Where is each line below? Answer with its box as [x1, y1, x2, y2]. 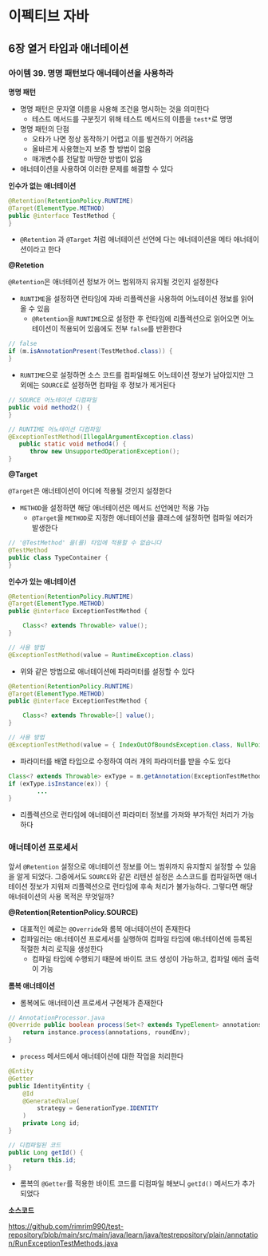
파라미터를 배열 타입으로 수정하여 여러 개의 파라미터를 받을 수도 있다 [19, 756, 231, 766]
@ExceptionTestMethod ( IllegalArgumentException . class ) [8, 433, 195, 441]
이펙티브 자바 [8, 7, 89, 26]
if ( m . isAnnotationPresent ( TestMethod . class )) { [8, 347, 173, 355]
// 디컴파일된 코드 [8, 1141, 61, 1149]
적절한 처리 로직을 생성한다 [19, 944, 104, 953]
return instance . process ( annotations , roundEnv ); [22, 1028, 191, 1036]
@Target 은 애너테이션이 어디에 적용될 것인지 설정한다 [8, 486, 172, 495]
